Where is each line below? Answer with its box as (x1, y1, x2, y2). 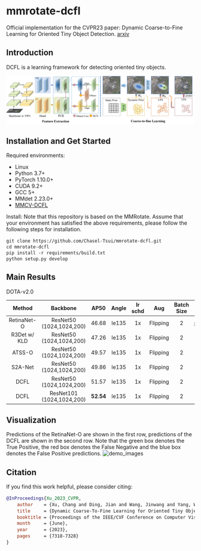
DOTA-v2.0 (6, 288, 34, 295)
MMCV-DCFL (14, 201, 48, 209)
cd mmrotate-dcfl (6, 244, 50, 250)
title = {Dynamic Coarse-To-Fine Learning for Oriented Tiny (17, 508, 184, 514)
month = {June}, (17, 521, 68, 526)
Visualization (6, 415, 57, 425)
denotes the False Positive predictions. (6, 450, 102, 457)
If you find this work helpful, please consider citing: (6, 483, 133, 490)
